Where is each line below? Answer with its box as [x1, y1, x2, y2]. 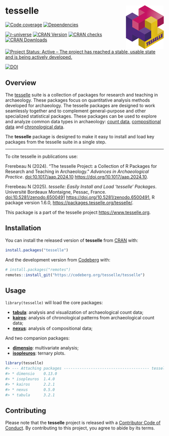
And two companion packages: [5, 335, 70, 341]
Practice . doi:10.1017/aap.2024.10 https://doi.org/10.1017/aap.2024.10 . [5, 174, 148, 180]
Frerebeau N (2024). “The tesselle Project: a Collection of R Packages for [5, 163, 157, 169]
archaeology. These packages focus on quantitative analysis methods [5, 97, 150, 103]
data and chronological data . [5, 124, 64, 130]
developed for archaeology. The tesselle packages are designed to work [5, 103, 155, 108]
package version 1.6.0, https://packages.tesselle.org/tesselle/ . [5, 200, 134, 206]
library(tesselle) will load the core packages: [5, 300, 103, 306]
